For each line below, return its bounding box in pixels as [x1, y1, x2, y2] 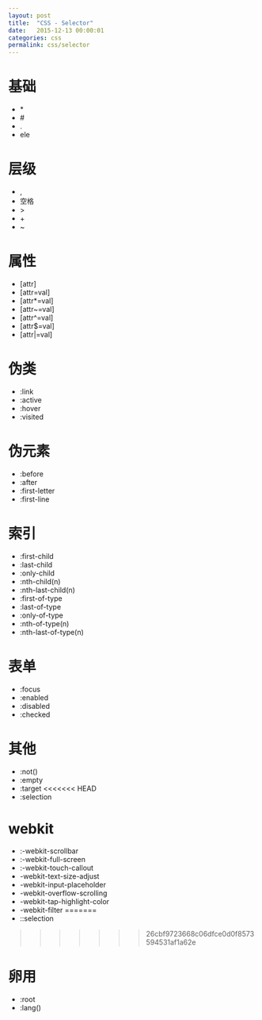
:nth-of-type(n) [19, 618, 70, 628]
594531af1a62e [146, 937, 196, 947]
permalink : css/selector [8, 41, 90, 49]
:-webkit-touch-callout [19, 863, 93, 872]
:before [19, 469, 44, 479]
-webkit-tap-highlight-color [19, 896, 109, 906]
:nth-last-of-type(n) [19, 627, 85, 637]
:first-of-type [19, 593, 63, 603]
